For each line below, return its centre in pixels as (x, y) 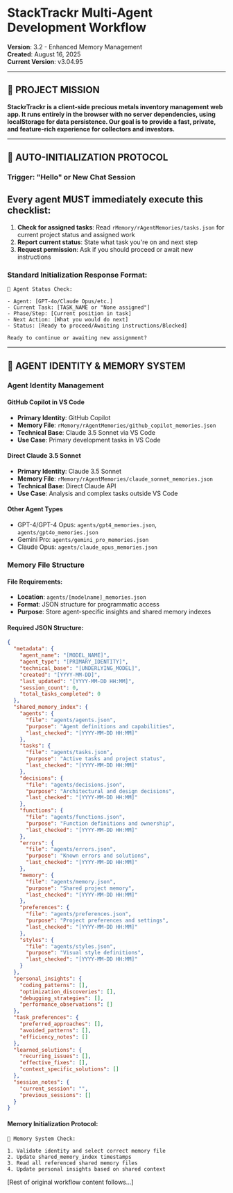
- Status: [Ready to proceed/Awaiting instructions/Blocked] (97, 326)
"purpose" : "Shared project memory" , (80, 888)
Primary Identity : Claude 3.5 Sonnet (69, 471)
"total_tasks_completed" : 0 (60, 694)
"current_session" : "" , (54, 1089)
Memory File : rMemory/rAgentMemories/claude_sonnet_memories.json (115, 479)
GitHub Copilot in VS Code (46, 402)
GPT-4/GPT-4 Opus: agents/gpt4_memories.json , (87, 525)
